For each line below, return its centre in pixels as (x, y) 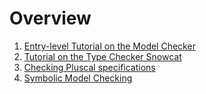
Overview (50, 18)
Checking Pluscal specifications (89, 67)
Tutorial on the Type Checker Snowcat (102, 56)
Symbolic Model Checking (78, 78)
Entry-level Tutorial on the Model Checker (109, 46)
